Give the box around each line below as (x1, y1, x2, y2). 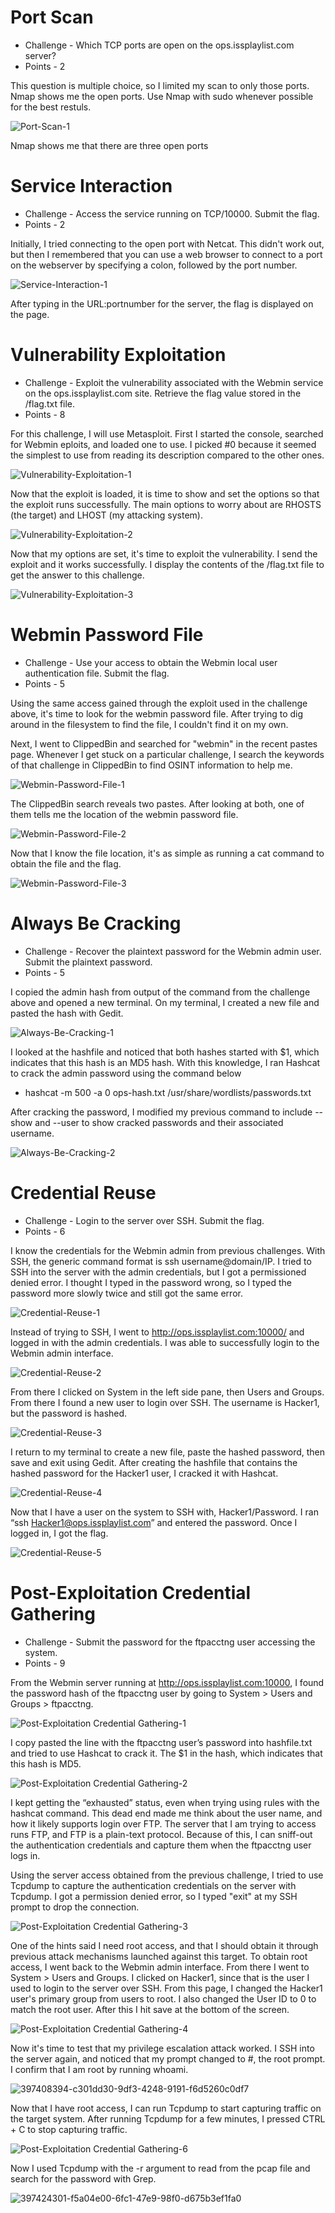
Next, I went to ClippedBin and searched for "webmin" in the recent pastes (10, 737, 318, 750)
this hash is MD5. (10, 1757, 82, 1770)
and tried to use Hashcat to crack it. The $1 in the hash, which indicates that (10, 1747, 323, 1759)
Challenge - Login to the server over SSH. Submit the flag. (24, 1214, 265, 1226)
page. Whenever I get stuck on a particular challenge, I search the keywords (10, 748, 325, 760)
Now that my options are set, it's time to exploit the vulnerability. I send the (10, 547, 318, 560)
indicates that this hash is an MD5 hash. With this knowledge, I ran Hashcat (10, 1056, 321, 1068)
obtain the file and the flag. (10, 857, 122, 870)
